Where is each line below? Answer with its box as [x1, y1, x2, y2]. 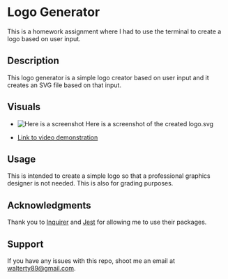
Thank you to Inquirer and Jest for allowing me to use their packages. [7, 218, 207, 227]
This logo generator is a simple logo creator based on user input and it [7, 73, 209, 82]
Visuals [7, 101, 40, 113]
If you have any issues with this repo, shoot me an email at [7, 257, 176, 265]
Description [7, 55, 59, 67]
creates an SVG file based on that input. [7, 81, 122, 89]
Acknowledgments [7, 199, 92, 211]
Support [7, 238, 44, 250]
